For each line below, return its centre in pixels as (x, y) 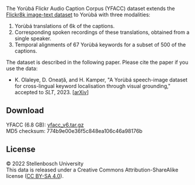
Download (25, 111)
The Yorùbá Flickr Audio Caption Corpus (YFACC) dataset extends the (90, 8)
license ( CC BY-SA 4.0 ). (35, 176)
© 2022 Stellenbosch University (45, 163)
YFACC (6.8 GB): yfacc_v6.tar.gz (45, 125)
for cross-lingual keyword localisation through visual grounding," (93, 86)
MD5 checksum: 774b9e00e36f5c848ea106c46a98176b (74, 131)
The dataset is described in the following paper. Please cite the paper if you (97, 62)
